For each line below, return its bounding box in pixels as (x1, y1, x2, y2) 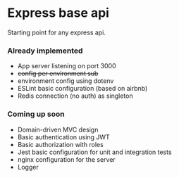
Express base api (7, 5, 109, 21)
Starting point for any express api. (7, 28, 106, 37)
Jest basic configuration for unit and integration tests (17, 148, 172, 156)
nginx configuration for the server (17, 155, 116, 163)
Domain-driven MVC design (17, 125, 99, 134)
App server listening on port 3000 (17, 62, 116, 70)
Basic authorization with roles (17, 140, 104, 148)
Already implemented (7, 46, 83, 56)
